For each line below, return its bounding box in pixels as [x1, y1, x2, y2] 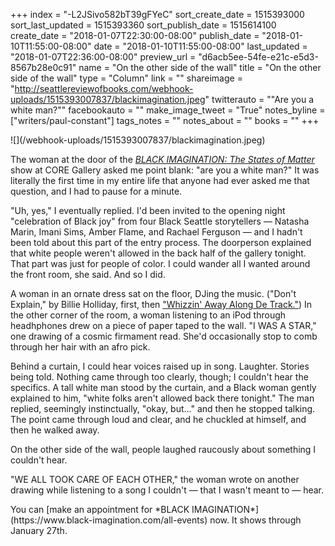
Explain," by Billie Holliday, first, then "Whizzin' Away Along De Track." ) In [10, 299, 313, 310]
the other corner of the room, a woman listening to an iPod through [10, 309, 287, 321]
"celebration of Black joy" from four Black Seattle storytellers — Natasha [10, 215, 310, 227]
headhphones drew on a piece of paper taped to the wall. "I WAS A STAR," [10, 320, 317, 331]
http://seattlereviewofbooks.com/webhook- [14, 83, 194, 94]
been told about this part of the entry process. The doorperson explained [10, 237, 312, 248]
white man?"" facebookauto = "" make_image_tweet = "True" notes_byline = [10, 104, 326, 116]
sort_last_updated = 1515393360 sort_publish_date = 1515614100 [10, 19, 277, 31]
